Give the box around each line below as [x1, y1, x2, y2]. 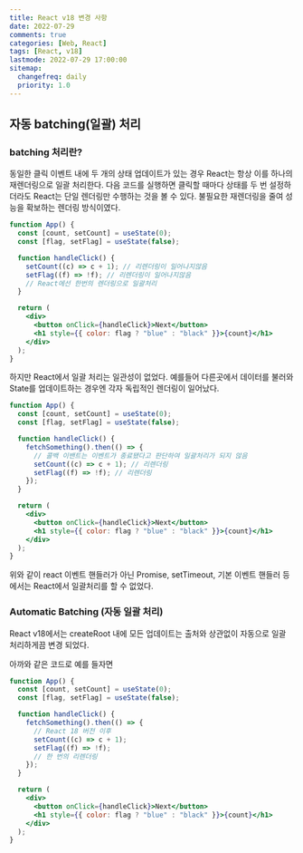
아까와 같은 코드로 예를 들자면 [9, 658, 114, 669]
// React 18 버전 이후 [33, 726, 111, 735]
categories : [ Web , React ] [9, 38, 107, 48]
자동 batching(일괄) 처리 [9, 117, 142, 132]
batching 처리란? [9, 146, 83, 159]
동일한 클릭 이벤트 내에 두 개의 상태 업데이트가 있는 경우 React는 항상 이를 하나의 [9, 169, 293, 179]
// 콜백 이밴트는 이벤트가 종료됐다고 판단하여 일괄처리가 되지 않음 [33, 451, 248, 460]
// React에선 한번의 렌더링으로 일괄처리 [25, 278, 157, 288]
